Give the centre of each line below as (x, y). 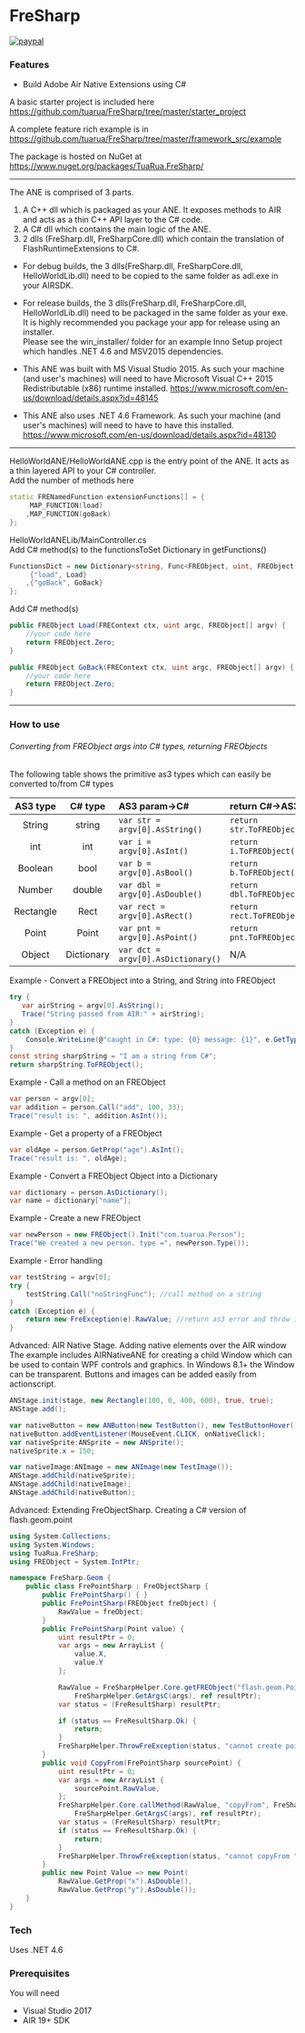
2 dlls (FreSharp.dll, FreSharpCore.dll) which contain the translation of (153, 239)
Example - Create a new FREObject (75, 1218)
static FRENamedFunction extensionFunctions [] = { (107, 497)
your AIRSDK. (48, 285)
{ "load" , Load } (59, 575)
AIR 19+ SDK (46, 2020)
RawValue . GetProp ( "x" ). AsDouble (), (125, 1882)
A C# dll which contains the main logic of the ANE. (117, 229)
